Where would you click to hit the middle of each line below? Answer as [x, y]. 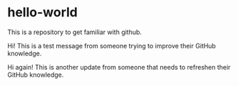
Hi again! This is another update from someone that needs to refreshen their [119, 67]
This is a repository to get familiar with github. [75, 32]
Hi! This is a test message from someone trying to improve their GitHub [112, 45]
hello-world [43, 12]
